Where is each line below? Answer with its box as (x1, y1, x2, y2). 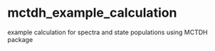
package (7, 35, 33, 43)
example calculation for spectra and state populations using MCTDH (7, 28, 208, 36)
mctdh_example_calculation (7, 5, 177, 21)
